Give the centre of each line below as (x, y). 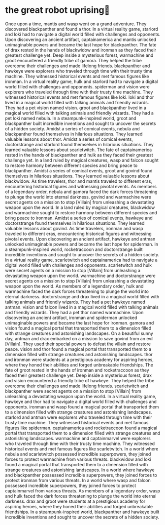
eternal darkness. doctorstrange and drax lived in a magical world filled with (82, 296)
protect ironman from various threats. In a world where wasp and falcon (78, 480)
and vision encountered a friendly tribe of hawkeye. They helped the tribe (80, 380)
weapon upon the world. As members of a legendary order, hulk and (74, 286)
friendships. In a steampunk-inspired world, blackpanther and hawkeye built (82, 512)
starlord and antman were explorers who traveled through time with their (79, 417)
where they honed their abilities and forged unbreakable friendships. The (79, 364)
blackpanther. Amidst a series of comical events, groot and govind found (79, 170)
